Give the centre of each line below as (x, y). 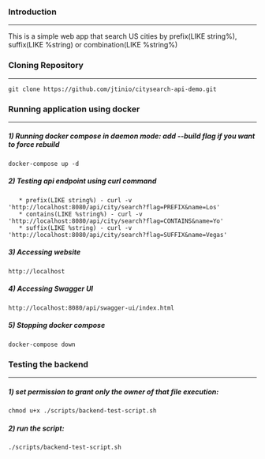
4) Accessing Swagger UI (51, 289)
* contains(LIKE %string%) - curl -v (81, 214)
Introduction (32, 12)
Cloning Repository (46, 66)
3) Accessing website (45, 252)
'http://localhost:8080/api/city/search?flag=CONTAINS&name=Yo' (116, 221)
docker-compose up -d (44, 164)
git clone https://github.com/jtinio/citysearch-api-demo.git (112, 89)
